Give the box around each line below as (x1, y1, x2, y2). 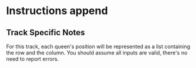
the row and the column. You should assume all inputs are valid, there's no (6, 49, 188, 56)
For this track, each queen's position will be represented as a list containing (6, 43, 191, 50)
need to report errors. (6, 56, 59, 62)
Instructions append (6, 4, 108, 18)
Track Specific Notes (6, 28, 85, 38)
